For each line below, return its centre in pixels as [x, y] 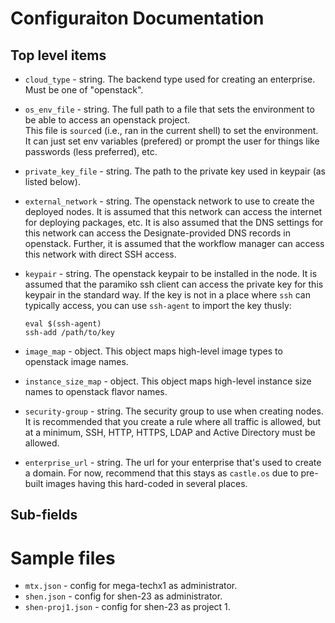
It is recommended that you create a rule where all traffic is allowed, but [173, 421]
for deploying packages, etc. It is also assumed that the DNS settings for [174, 222]
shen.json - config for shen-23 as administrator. [123, 596]
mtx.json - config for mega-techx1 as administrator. [131, 586]
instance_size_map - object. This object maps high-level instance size [168, 381]
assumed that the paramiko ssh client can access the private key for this [174, 284]
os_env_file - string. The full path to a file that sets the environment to [169, 109]
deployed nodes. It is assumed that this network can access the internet [173, 211]
